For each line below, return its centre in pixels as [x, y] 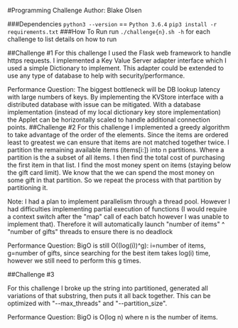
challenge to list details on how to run [62, 39]
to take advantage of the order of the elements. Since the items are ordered [118, 135]
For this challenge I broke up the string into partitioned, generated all [108, 288]
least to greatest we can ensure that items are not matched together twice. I [118, 142]
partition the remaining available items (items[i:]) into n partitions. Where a [116, 150]
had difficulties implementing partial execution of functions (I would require [117, 209]
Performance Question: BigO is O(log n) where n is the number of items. [113, 317]
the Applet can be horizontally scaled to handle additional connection [109, 120]
